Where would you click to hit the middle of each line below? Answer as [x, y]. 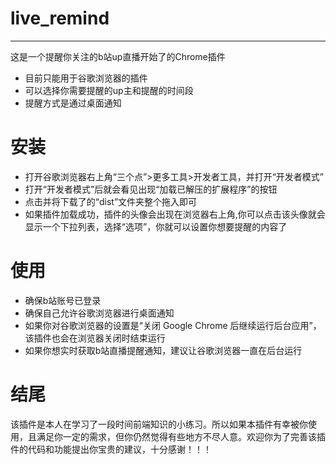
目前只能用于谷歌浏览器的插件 [86, 78]
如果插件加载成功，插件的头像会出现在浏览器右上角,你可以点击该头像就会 [175, 214]
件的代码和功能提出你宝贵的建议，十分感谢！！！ [111, 449]
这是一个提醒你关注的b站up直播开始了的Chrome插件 [118, 56]
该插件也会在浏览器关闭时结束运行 [95, 338]
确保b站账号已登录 [63, 300]
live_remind [60, 18]
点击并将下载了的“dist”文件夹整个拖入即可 [111, 201]
